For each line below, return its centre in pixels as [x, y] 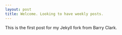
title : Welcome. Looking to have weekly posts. [54, 14]
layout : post [18, 9]
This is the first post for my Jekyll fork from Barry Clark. [61, 27]
